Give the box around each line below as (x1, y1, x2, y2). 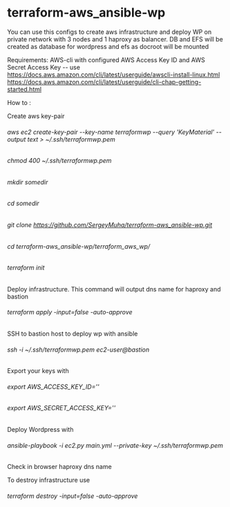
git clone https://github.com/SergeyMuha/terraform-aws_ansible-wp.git (7, 220, 213, 229)
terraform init (7, 264, 45, 272)
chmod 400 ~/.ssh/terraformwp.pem (7, 157, 112, 165)
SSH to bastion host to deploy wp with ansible (7, 329, 138, 338)
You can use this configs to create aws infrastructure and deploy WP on (7, 28, 212, 36)
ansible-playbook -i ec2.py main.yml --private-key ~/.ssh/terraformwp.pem (7, 441, 223, 450)
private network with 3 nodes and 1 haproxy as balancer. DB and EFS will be (7, 35, 223, 43)
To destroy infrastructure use (7, 476, 90, 484)
